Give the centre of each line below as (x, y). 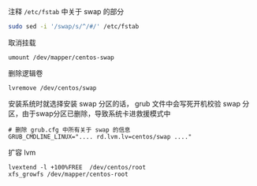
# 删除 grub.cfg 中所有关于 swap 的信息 (69, 130)
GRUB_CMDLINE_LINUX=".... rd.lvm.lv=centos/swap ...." (100, 136)
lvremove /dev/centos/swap (52, 88)
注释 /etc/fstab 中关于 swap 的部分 (66, 11)
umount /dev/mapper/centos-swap (61, 58)
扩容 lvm (22, 152)
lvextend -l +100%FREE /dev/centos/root (77, 167)
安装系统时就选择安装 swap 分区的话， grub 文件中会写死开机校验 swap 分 (129, 103)
